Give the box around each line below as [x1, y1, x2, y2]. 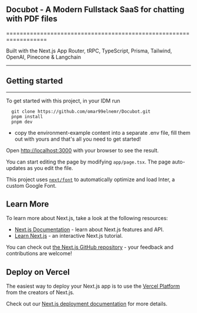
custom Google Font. [6, 182, 57, 189]
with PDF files [6, 14, 57, 24]
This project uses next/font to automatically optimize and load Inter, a [6, 176, 175, 183]
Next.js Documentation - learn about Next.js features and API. [14, 226, 164, 233]
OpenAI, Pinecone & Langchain [6, 53, 81, 61]
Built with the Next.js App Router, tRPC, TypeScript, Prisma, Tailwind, [6, 47, 172, 54]
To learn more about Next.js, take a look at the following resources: [6, 215, 168, 222]
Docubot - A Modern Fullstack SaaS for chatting [6, 5, 185, 15]
